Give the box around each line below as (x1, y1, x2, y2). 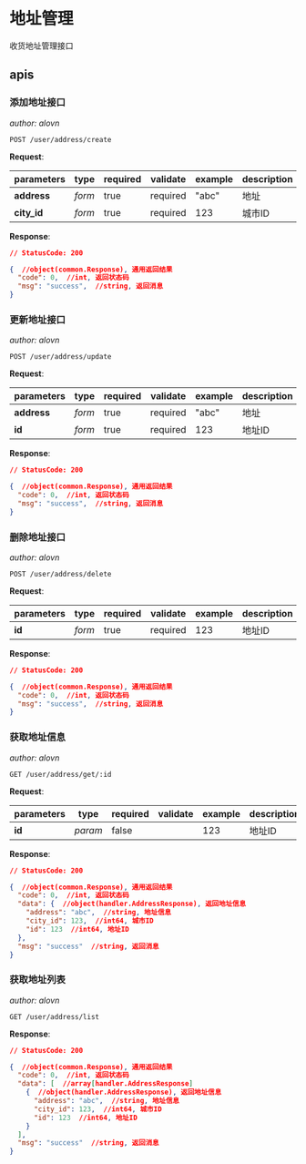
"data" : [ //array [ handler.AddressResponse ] (17, 1079, 194, 1088)
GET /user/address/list (9, 1012, 100, 1021)
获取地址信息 (9, 730, 66, 743)
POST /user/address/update (9, 352, 112, 362)
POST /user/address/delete (9, 569, 112, 578)
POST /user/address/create (9, 135, 112, 144)
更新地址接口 (9, 313, 66, 326)
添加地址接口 (9, 97, 66, 109)
